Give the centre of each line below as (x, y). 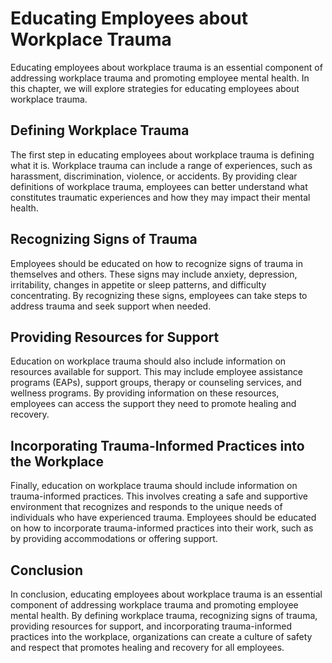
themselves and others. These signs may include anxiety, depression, (154, 274)
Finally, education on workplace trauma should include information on (154, 486)
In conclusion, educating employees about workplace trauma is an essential (166, 594)
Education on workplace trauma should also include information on (148, 361)
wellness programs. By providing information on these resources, (145, 393)
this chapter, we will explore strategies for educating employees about (155, 88)
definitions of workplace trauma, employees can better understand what (159, 186)
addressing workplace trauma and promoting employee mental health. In (160, 78)
